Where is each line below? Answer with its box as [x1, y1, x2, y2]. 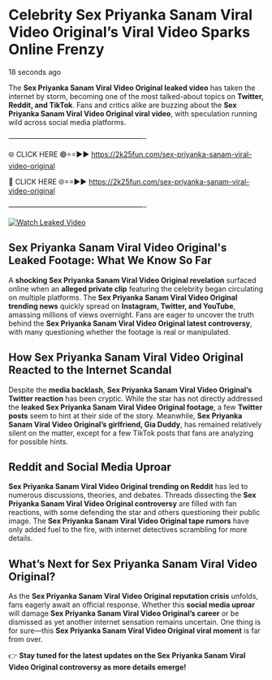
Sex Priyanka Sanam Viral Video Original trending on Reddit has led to [8, 482, 248, 492]
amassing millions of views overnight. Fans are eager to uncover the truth [8, 310, 254, 319]
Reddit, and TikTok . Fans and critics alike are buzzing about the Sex [8, 100, 237, 110]
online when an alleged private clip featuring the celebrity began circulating [8, 284, 264, 293]
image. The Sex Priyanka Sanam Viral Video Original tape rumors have [8, 516, 249, 526]
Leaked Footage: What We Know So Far [8, 253, 213, 267]
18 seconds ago [8, 67, 62, 76]
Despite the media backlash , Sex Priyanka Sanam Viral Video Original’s [8, 384, 253, 395]
